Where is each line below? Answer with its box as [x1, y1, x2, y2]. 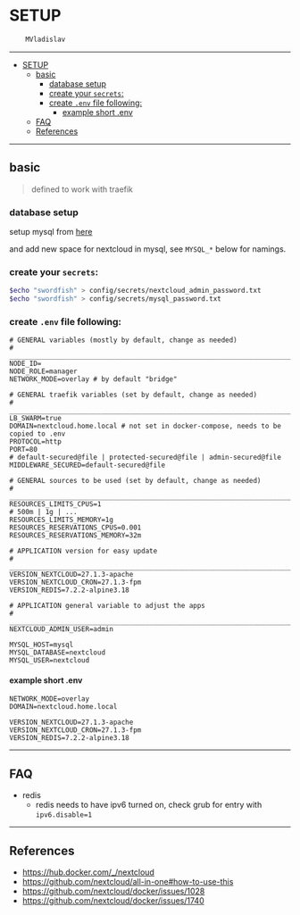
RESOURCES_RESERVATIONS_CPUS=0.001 [9, 523, 142, 532]
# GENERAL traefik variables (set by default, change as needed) [9, 390, 257, 400]
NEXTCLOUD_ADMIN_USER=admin [9, 625, 114, 634]
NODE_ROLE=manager [9, 367, 78, 376]
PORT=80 [9, 445, 38, 454]
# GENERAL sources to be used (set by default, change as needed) [9, 477, 262, 486]
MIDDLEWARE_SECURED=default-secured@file [9, 461, 166, 470]
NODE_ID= [9, 359, 42, 369]
